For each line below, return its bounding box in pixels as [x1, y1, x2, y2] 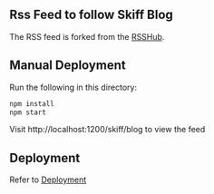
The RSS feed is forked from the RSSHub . [9, 31, 165, 42]
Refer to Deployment [9, 174, 87, 185]
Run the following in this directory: [9, 82, 138, 92]
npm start [9, 108, 47, 117]
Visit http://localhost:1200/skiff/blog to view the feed [9, 124, 206, 135]
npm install [9, 99, 54, 108]
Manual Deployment [9, 58, 126, 73]
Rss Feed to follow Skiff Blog [9, 7, 174, 23]
